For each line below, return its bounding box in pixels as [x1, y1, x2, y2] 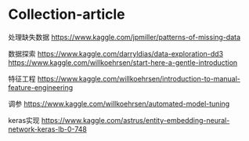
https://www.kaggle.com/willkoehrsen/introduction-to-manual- [37, 74, 241, 83]
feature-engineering [8, 82, 74, 92]
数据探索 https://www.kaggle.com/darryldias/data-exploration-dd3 [8, 49, 224, 58]
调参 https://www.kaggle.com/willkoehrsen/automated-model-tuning [8, 99, 230, 108]
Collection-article [8, 5, 125, 23]
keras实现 [8, 115, 41, 125]
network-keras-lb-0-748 [8, 124, 88, 134]
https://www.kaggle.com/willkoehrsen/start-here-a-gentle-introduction [8, 57, 238, 67]
